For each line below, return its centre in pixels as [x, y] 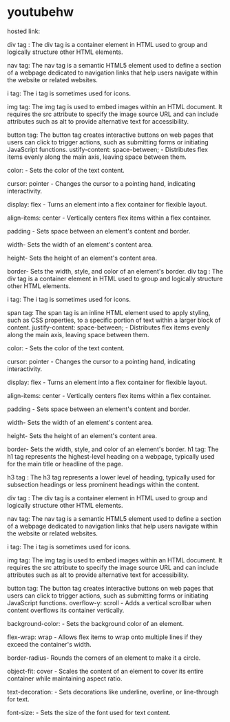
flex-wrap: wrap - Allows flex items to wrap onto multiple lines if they [105, 637]
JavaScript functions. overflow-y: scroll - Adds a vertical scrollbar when [109, 602]
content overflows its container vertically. [66, 610]
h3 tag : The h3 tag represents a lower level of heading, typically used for [111, 477]
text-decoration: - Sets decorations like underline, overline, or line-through [113, 692]
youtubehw [41, 12]
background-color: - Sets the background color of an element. [96, 623]
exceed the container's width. [49, 644]
